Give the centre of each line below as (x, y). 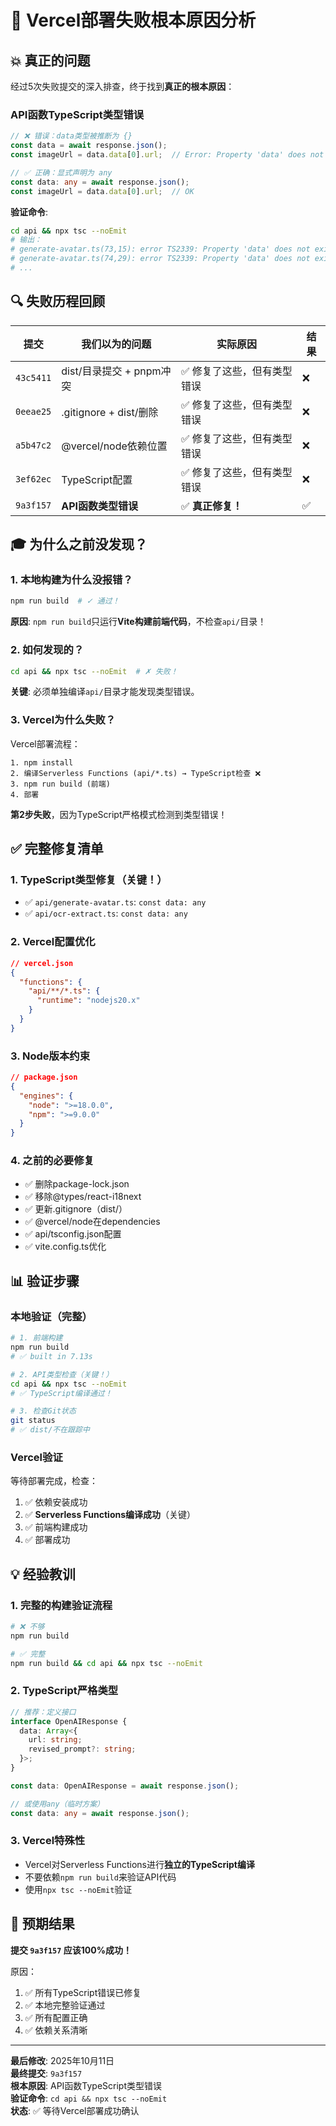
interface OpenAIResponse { (69, 1721)
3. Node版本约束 (50, 1056)
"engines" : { (46, 1096)
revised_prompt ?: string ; (82, 1749)
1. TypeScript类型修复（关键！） (89, 880)
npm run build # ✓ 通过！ (65, 601)
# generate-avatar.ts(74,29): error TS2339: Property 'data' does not (160, 259)
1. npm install (42, 762)
